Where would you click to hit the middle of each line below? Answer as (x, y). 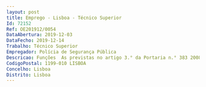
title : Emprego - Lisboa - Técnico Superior (64, 18)
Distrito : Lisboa (29, 75)
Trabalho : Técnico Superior (42, 47)
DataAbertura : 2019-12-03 (39, 35)
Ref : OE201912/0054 (31, 29)
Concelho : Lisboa (29, 69)
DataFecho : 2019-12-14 (35, 40)
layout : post (23, 12)
